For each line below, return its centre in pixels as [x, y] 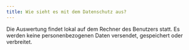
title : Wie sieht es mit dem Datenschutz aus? [66, 12]
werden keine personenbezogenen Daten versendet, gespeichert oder [94, 35]
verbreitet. [19, 42]
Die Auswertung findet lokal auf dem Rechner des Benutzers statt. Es [93, 29]
